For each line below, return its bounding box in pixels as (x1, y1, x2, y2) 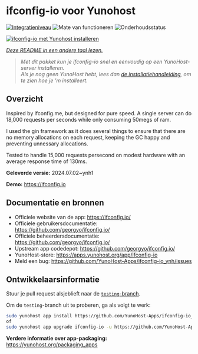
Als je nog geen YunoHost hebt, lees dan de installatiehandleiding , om (20, 70, 192, 77)
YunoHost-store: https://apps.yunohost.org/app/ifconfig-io (14, 251, 158, 258)
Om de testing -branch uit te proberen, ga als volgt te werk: (6, 301, 151, 308)
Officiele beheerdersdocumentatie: (14, 232, 100, 239)
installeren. (37, 64, 65, 72)
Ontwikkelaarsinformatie (6, 274, 100, 284)
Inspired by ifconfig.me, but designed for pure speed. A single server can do (6, 109, 192, 116)
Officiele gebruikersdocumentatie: (14, 220, 98, 227)
